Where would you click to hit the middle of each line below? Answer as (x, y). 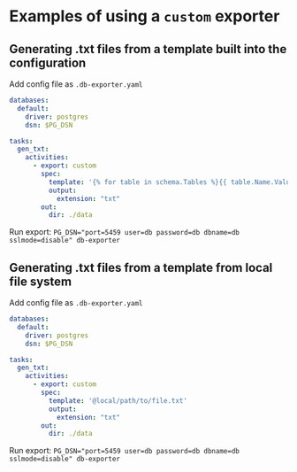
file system (41, 281)
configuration (48, 62)
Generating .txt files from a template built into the (148, 49)
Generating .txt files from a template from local (141, 267)
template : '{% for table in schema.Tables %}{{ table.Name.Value (171, 182)
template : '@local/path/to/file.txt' (118, 400)
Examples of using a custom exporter (145, 16)
